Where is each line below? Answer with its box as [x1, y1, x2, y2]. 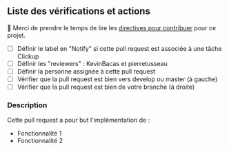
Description [7, 100, 48, 110]
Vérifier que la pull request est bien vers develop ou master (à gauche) [17, 75, 218, 83]
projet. [7, 31, 26, 39]
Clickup [17, 52, 39, 61]
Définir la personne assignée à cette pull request [17, 67, 156, 75]
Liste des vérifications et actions [7, 6, 150, 17]
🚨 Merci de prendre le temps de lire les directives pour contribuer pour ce [7, 23, 217, 32]
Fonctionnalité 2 [17, 137, 63, 145]
